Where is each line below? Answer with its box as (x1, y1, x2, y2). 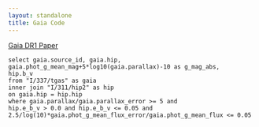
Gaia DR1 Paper (8, 40, 59, 50)
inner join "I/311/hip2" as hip (8, 84, 114, 92)
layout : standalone (8, 11, 72, 20)
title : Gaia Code (8, 19, 65, 27)
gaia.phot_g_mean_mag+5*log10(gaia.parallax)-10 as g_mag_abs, (8, 62, 220, 71)
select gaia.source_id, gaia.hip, (8, 56, 122, 64)
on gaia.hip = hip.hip (8, 90, 83, 99)
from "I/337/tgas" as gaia (8, 77, 97, 84)
